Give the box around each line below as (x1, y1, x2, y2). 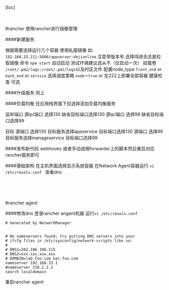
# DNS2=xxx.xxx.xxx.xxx (5, 251, 56, 256)
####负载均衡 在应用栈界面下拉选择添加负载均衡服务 (5, 101, 116, 106)
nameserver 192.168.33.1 (5, 261, 58, 266)
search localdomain (5, 269, 47, 274)
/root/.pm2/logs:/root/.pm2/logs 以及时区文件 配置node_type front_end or (5, 66, 162, 72)
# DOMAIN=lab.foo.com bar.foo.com (5, 256, 79, 261)
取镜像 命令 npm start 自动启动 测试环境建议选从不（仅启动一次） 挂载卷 (5, 60, 157, 66)
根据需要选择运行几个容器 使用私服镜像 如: (5, 47, 94, 53)
